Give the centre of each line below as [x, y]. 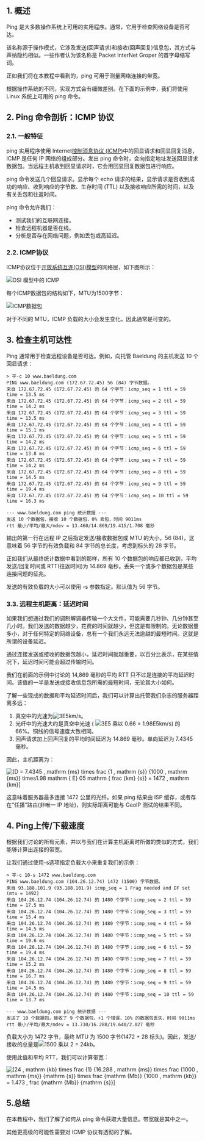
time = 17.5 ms [26, 905]
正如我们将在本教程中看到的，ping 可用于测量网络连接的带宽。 [85, 76]
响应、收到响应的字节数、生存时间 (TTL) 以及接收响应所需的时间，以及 [106, 186]
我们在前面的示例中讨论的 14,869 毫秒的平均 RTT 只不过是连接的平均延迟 [98, 675]
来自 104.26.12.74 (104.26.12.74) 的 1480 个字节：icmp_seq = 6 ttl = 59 [99, 947]
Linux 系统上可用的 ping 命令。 [45, 96]
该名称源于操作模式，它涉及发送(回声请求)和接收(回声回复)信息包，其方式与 [101, 47]
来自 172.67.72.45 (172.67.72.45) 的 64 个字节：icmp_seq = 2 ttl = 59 [96, 401]
